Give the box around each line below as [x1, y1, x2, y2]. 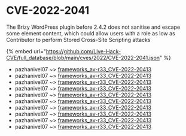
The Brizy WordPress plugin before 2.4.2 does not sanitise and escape [6, 23, 181, 31]
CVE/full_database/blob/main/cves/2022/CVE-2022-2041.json [6, 54, 160, 61]
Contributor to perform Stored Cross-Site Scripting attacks [6, 36, 151, 43]
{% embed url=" [6, 47, 47, 55]
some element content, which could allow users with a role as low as [6, 29, 175, 37]
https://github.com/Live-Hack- [45, 47, 121, 55]
